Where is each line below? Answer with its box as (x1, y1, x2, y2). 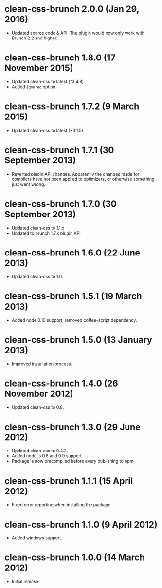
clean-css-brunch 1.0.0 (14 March (4, 552, 145, 563)
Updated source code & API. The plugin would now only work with (11, 30, 144, 36)
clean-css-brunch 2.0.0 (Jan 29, (4, 3, 140, 15)
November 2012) (4, 388, 73, 399)
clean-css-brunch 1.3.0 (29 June (4, 421, 141, 432)
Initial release (11, 579, 38, 585)
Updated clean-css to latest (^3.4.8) (11, 78, 84, 84)
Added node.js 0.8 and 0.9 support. (11, 453, 83, 459)
